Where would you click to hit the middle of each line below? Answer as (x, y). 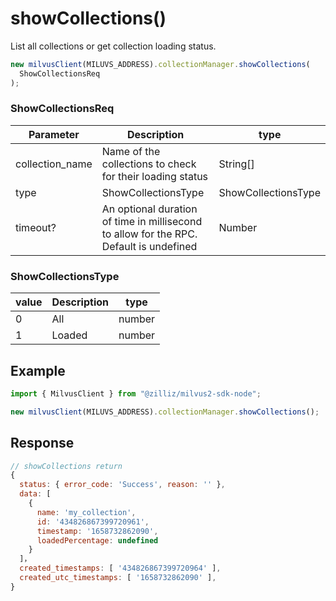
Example (38, 370)
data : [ (35, 494)
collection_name (54, 164)
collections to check (149, 164)
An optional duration (149, 209)
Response (42, 443)
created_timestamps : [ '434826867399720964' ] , (120, 568)
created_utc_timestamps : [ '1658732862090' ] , (118, 578)
